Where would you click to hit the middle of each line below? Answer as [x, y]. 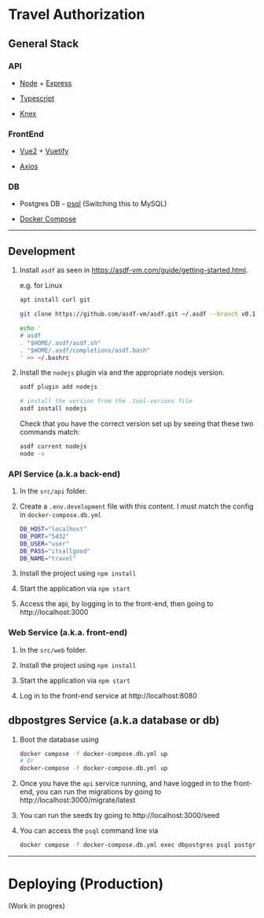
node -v [32, 453]
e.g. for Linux [41, 286]
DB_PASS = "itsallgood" [55, 551]
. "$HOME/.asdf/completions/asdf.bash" [85, 350]
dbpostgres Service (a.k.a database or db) [114, 721]
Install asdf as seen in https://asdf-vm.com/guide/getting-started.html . [134, 270]
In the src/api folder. [53, 491]
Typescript [37, 98]
